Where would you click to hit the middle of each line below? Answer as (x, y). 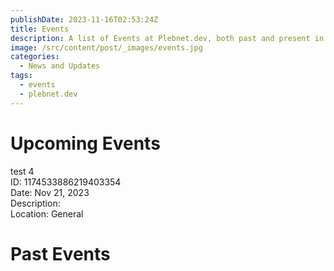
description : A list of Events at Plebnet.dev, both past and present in (167, 38)
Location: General (47, 213)
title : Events (40, 29)
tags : (21, 76)
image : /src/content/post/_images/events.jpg (106, 47)
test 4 (22, 171)
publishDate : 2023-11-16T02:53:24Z (84, 19)
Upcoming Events (85, 143)
